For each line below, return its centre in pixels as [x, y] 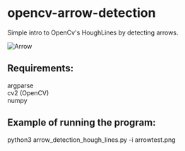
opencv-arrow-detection [82, 13]
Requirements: [41, 68]
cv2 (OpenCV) [28, 92]
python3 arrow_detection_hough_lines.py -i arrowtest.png [91, 140]
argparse [20, 85]
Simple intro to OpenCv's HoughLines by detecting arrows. [93, 32]
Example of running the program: [82, 122]
